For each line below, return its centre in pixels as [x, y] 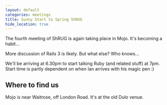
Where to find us [32, 85]
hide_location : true [27, 24]
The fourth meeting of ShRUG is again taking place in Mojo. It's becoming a [84, 39]
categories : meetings [28, 15]
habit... [12, 44]
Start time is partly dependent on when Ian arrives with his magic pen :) [80, 69]
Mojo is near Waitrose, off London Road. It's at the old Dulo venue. [74, 97]
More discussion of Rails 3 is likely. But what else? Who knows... [72, 54]
